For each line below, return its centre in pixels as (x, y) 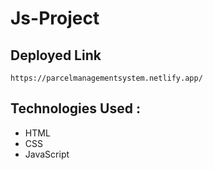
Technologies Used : (75, 108)
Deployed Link (56, 55)
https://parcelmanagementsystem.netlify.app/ (106, 78)
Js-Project (55, 18)
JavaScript (47, 154)
